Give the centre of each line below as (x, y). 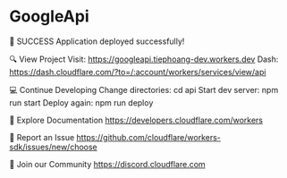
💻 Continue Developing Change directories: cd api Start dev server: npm (144, 89)
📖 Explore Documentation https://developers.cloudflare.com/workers (136, 120)
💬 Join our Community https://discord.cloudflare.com (107, 164)
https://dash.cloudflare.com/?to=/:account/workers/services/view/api (138, 72)
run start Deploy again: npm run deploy (81, 102)
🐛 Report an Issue (42, 137)
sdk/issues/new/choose (54, 147)
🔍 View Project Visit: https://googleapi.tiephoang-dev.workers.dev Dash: (144, 59)
